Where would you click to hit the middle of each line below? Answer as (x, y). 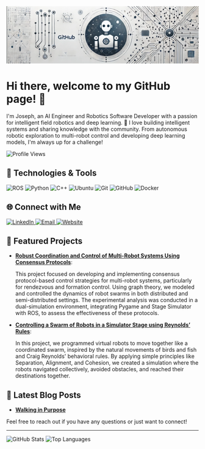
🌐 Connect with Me (44, 207)
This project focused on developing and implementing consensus (97, 274)
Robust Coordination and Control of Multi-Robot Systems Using (97, 256)
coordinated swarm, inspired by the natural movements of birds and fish (106, 350)
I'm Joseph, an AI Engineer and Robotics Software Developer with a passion (102, 116)
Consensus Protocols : (44, 262)
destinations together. (43, 376)
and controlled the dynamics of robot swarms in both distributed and (102, 294)
